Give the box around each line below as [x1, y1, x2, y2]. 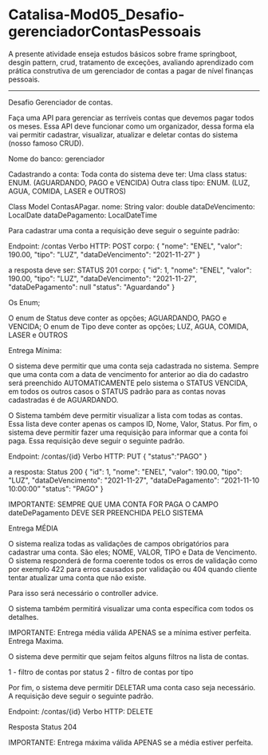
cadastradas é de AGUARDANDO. [8, 395, 119, 404]
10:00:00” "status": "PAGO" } [8, 483, 104, 493]
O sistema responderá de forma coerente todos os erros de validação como [8, 555, 258, 565]
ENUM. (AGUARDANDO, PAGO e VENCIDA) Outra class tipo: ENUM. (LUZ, [8, 177, 250, 187]
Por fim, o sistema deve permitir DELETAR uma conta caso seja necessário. [8, 682, 256, 692]
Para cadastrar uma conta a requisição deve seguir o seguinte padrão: [8, 225, 240, 235]
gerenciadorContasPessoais [8, 22, 202, 41]
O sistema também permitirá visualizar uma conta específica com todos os [8, 603, 254, 613]
